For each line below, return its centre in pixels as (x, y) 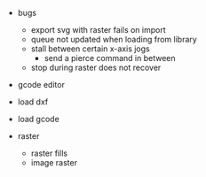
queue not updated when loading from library (114, 39)
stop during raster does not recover (96, 67)
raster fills (49, 153)
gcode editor (41, 85)
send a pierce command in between (110, 58)
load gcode (38, 119)
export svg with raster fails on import (98, 30)
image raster (54, 162)
